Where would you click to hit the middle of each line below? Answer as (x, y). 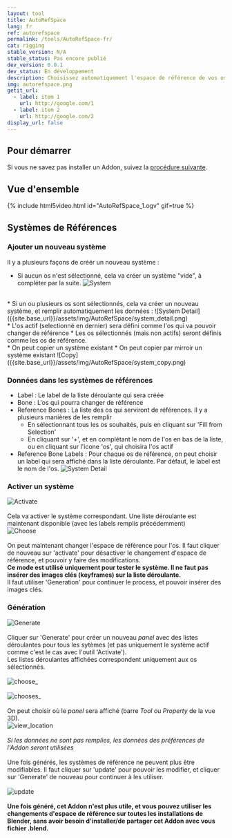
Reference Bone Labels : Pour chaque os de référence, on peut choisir (117, 454)
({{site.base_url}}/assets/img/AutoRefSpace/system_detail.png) (97, 318)
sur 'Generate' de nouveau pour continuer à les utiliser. (86, 777)
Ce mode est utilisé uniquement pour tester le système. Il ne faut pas (108, 568)
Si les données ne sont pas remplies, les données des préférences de (106, 740)
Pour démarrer (39, 150)
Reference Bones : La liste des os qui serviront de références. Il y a (113, 410)
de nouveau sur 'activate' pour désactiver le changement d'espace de (107, 553)
